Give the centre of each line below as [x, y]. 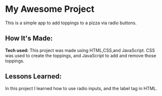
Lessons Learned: [33, 76]
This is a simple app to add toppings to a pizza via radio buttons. [71, 23]
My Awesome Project [50, 9]
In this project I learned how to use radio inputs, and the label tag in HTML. [81, 88]
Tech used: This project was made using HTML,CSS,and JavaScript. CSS [80, 50]
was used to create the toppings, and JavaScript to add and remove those [81, 55]
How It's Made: [29, 38]
